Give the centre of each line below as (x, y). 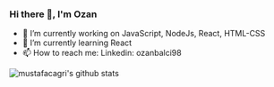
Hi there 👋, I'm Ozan (53, 14)
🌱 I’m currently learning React (77, 43)
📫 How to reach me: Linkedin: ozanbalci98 (102, 53)
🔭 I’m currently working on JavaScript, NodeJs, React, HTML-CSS (144, 34)
